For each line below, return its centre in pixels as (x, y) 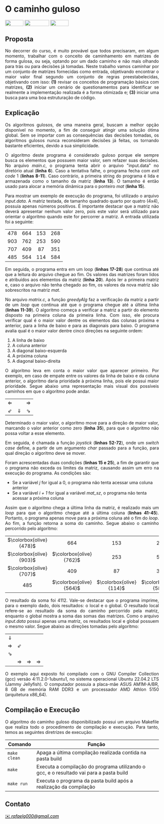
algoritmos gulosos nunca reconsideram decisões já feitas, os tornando (82, 140)
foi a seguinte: (20, 222)
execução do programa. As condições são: (48, 473)
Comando (20, 744)
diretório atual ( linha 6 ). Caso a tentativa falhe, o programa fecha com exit (82, 170)
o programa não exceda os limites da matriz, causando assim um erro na (82, 468)
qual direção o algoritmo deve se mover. (46, 453)
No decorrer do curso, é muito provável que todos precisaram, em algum (82, 50)
